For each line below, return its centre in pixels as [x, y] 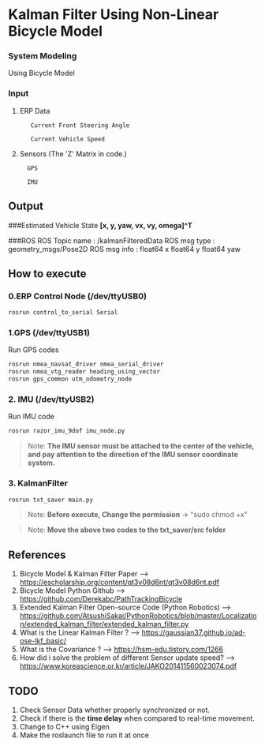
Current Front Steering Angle [80, 125]
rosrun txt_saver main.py [50, 500]
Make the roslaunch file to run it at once [84, 735]
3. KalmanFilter [38, 483]
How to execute [47, 274]
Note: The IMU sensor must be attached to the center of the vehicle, [141, 446]
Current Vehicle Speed [67, 139]
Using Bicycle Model [41, 73]
